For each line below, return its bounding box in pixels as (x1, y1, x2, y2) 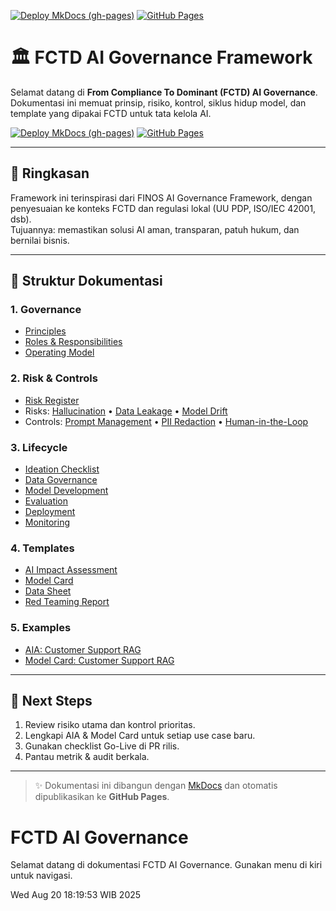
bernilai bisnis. (10, 234, 70, 246)
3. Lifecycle (10, 440, 68, 454)
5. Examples (10, 621, 72, 635)
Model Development (24, 485, 109, 497)
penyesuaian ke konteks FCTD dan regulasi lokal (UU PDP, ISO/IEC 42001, (10, 202, 317, 214)
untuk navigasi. (10, 870, 73, 882)
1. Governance (10, 303, 82, 317)
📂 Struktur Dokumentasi (10, 273, 163, 290)
